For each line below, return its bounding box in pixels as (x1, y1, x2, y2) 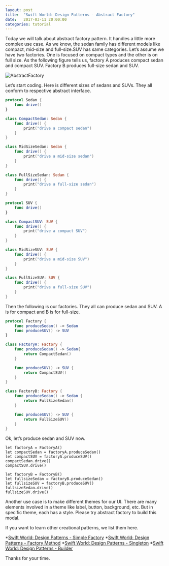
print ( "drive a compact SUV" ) (23, 228, 87, 234)
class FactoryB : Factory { (5, 389, 62, 394)
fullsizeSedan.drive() (5, 485, 53, 491)
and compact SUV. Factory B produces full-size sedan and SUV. (5, 63, 140, 69)
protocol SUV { (5, 200, 38, 205)
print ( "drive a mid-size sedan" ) (23, 154, 94, 159)
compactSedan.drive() (5, 459, 51, 464)
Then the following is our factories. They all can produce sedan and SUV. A (5, 303, 162, 309)
